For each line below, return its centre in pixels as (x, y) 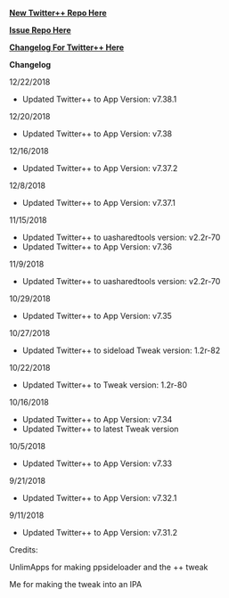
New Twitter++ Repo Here (58, 13)
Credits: (24, 550)
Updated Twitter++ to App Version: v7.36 (97, 247)
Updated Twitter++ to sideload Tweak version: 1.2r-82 (121, 350)
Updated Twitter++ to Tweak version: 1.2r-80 (104, 385)
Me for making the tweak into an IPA (76, 584)
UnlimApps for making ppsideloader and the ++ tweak (109, 567)
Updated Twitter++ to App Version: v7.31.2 (100, 532)
